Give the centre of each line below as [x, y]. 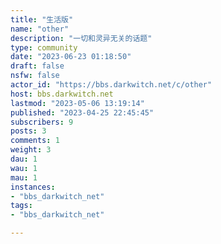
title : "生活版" [42, 19]
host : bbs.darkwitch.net [62, 94]
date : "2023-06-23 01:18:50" [71, 57]
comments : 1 [35, 141]
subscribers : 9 [42, 122]
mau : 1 [24, 177]
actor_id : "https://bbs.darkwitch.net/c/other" [111, 85]
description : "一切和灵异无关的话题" [81, 38]
